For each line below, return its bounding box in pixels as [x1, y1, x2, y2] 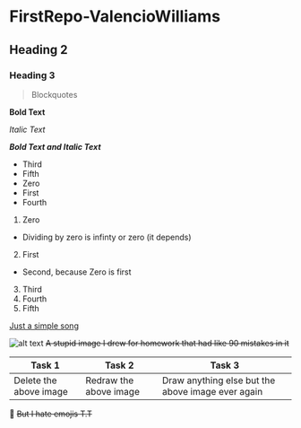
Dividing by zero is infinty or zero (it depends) [21, 231, 192, 242]
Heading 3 [9, 69, 56, 82]
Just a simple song [9, 320, 79, 331]
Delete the [13, 374, 57, 387]
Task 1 [30, 359, 60, 371]
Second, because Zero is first [21, 266, 132, 277]
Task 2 [104, 359, 134, 371]
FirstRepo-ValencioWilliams [9, 6, 221, 27]
